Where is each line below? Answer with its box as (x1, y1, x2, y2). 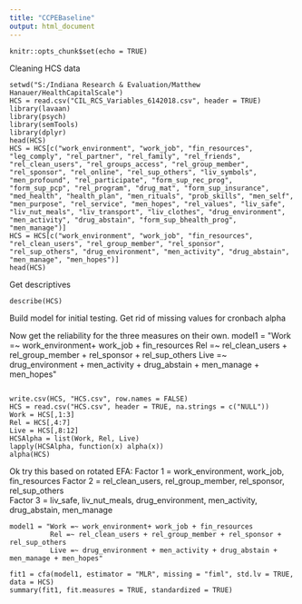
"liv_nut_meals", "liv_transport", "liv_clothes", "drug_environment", (9, 207, 286, 216)
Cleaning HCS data (9, 63, 81, 74)
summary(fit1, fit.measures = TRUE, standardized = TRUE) (9, 585, 233, 595)
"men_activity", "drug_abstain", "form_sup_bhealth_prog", (9, 215, 238, 224)
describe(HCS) (9, 296, 63, 305)
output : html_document (9, 22, 95, 31)
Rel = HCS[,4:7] (9, 418, 71, 427)
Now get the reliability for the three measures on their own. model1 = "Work (9, 330, 292, 341)
